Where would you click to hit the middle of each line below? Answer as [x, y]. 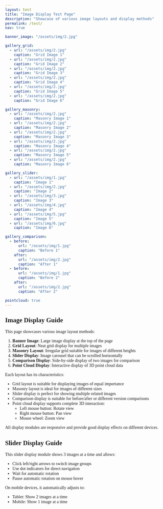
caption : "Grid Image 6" [39, 100]
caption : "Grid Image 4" [39, 82]
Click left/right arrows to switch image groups [52, 464]
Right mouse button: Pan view [46, 413]
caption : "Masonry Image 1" [42, 118]
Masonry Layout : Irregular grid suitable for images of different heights [74, 351]
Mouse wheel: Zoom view [42, 418]
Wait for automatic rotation [35, 474]
